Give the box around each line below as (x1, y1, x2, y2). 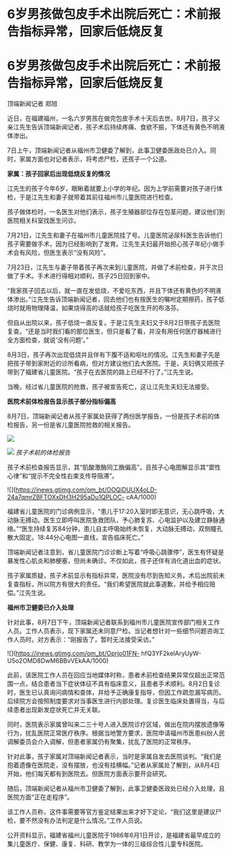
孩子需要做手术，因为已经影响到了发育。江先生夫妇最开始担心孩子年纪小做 (7, 240, 219, 248)
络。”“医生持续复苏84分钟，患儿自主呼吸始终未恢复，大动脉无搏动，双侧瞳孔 (7, 524, 223, 533)
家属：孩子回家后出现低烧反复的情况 (7, 170, 110, 178)
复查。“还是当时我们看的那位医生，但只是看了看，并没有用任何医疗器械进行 (7, 327, 222, 336)
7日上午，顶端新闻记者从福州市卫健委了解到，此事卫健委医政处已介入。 (7, 146, 211, 154)
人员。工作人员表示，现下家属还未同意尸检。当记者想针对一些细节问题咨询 (7, 627, 219, 635)
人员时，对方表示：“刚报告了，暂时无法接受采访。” (12, 635, 155, 644)
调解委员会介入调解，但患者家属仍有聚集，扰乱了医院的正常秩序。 (7, 738, 195, 746)
